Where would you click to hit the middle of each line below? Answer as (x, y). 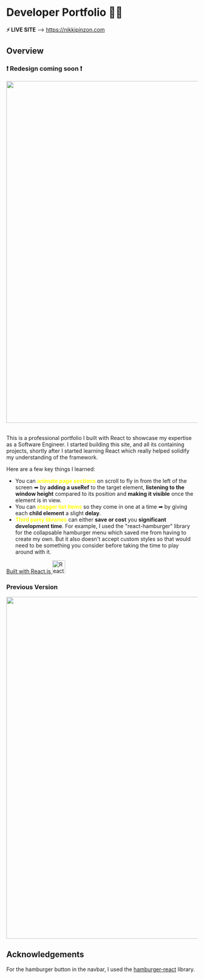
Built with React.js (29, 571)
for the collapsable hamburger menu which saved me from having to (100, 532)
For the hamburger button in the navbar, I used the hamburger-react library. (101, 969)
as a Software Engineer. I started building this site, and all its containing (95, 444)
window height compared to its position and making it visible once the (104, 493)
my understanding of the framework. (52, 457)
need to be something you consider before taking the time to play (97, 545)
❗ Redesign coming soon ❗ (44, 69)
